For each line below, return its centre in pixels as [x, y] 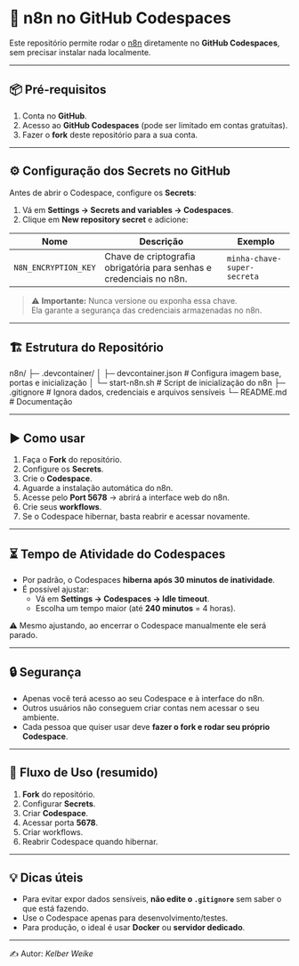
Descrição [162, 241]
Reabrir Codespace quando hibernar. [90, 841]
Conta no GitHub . [54, 116]
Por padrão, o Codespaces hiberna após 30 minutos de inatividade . [149, 580]
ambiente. [40, 717]
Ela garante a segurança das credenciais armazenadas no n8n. [146, 310]
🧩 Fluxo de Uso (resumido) [84, 773]
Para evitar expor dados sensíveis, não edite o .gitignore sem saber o [152, 899]
